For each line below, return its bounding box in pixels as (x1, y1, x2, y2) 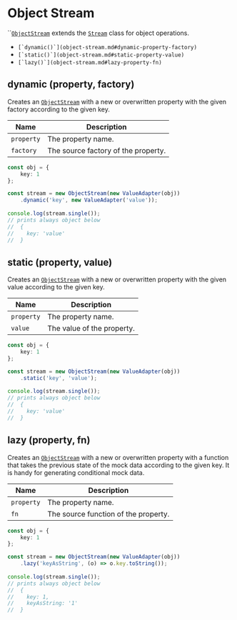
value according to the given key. (7, 283, 105, 291)
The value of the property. (47, 324, 136, 334)
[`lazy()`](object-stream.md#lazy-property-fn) (17, 59, 162, 66)
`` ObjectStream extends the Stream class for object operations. (7, 29, 189, 37)
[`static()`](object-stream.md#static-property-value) (17, 51, 185, 59)
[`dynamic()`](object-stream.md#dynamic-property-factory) (17, 44, 198, 51)
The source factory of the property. (47, 145, 166, 155)
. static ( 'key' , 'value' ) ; (20, 374, 98, 381)
